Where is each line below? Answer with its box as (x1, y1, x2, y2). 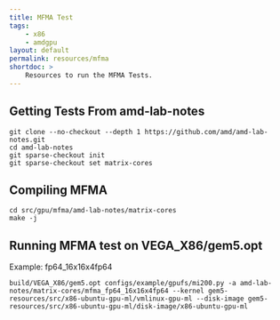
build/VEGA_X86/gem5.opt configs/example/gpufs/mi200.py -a (9, 279, 237, 288)
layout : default (9, 46, 69, 55)
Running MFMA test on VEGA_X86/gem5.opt (9, 237, 263, 253)
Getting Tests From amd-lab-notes (9, 104, 205, 119)
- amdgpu (25, 37, 58, 47)
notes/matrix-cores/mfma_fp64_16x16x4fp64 (9, 286, 169, 296)
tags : (9, 21, 29, 30)
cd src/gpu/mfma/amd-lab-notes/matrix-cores (9, 206, 177, 215)
